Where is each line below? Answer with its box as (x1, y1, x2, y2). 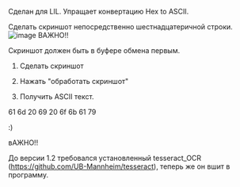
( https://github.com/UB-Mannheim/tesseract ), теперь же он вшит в (8, 162, 230, 171)
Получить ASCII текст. (19, 92, 94, 101)
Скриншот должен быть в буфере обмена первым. (8, 46, 181, 55)
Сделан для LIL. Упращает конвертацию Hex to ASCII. (8, 7, 189, 16)
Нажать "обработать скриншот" (19, 77, 129, 86)
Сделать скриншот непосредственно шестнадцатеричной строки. (8, 22, 234, 31)
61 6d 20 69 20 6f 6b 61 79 (8, 107, 97, 116)
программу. (8, 170, 49, 179)
